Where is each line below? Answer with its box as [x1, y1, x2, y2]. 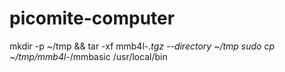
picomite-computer [9, 7, 176, 30]
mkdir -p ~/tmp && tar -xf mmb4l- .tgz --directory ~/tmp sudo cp [9, 40, 275, 52]
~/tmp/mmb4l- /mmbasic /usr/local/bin [9, 50, 168, 62]
